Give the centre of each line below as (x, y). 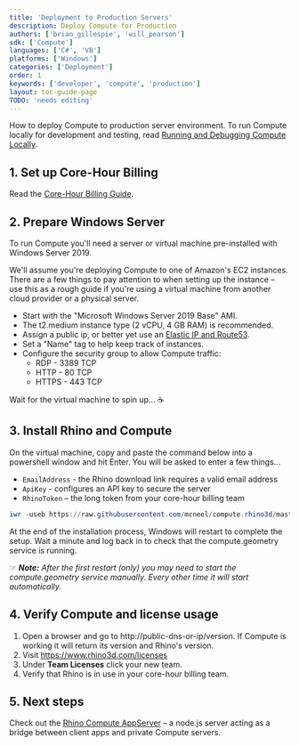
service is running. (43, 550)
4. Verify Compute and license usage (114, 615)
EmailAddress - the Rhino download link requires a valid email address (150, 479)
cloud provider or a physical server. (74, 298)
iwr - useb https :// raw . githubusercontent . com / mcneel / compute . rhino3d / (143, 514)
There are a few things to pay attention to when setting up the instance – (142, 280)
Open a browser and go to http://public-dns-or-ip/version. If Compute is (154, 636)
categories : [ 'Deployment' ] (61, 68)
